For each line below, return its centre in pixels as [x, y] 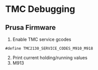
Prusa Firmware [31, 28]
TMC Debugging [40, 9]
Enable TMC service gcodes [42, 39]
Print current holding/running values [50, 58]
